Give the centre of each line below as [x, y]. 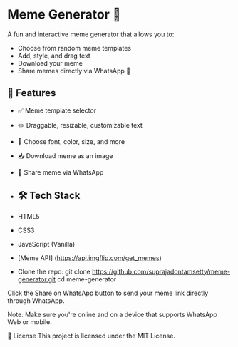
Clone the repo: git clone [54, 271]
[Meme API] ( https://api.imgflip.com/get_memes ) [90, 258]
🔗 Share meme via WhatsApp [61, 172]
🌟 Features [32, 93]
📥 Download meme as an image [65, 155]
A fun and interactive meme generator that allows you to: [91, 34]
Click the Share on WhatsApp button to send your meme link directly [108, 293]
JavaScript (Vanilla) [46, 244]
